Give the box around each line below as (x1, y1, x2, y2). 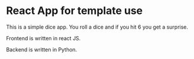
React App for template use (6, 4, 143, 18)
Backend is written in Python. (6, 46, 77, 53)
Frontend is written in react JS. (6, 34, 81, 41)
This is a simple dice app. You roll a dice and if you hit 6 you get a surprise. (6, 23, 189, 30)
